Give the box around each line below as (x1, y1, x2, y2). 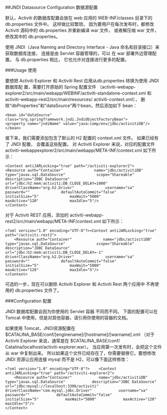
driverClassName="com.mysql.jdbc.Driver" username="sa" (5, 388, 148, 393)
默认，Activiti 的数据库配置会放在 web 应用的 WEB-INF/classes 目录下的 (5, 15, 153, 21)
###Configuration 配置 (5, 298, 52, 304)
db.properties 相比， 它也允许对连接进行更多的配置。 (20, 57, 129, 62)
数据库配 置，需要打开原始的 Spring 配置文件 (5, 84, 97, 90)
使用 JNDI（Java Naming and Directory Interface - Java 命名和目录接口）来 (5, 44, 160, 50)
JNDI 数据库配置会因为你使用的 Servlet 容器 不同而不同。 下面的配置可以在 (5, 309, 158, 314)
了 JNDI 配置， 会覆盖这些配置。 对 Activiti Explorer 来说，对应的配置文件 (5, 141, 155, 147)
